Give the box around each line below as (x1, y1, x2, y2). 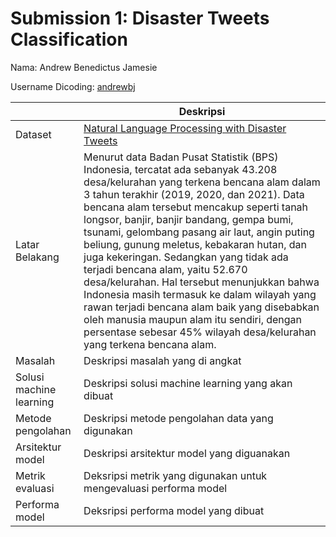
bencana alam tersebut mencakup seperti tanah (83, 200, 309, 214)
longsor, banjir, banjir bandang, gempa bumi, (83, 212, 294, 226)
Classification (10, 28, 128, 51)
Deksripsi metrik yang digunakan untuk (83, 468, 268, 482)
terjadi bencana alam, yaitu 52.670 (83, 262, 248, 276)
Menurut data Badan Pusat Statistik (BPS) (83, 150, 279, 164)
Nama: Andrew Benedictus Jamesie (10, 61, 158, 73)
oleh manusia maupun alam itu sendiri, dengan (83, 312, 303, 326)
